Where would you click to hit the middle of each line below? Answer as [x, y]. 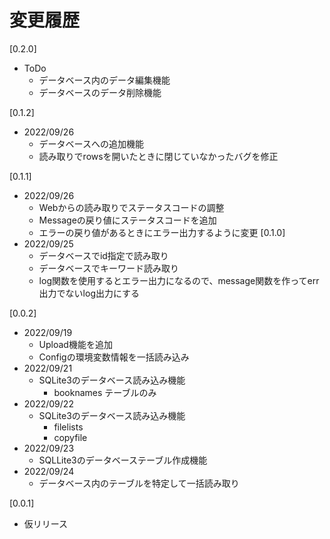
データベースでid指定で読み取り [103, 255]
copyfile [70, 437]
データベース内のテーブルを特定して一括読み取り [139, 483]
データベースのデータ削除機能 [100, 92]
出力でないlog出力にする [89, 293]
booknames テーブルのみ [105, 392]
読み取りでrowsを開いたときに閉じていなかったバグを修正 [158, 156]
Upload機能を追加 [75, 344]
